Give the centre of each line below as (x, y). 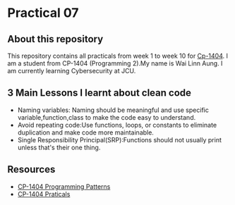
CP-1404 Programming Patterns (64, 186)
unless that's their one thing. (59, 147)
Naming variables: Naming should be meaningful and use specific (113, 110)
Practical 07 (43, 13)
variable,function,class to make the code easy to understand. (107, 117)
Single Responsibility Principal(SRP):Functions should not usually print (120, 139)
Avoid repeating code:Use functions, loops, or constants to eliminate (117, 125)
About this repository (55, 39)
